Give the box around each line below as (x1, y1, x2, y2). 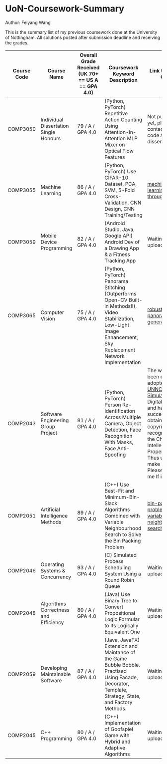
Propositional (104, 609, 135, 616)
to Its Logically (104, 622, 139, 629)
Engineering (40, 417, 69, 424)
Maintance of (104, 649, 136, 656)
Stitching (104, 284, 125, 291)
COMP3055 (7, 187, 36, 194)
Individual (40, 116, 64, 123)
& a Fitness (104, 251, 130, 257)
